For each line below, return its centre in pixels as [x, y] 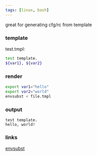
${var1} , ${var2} [24, 63]
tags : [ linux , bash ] [27, 10]
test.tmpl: [15, 49]
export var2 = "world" [27, 92]
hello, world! [20, 124]
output [14, 109]
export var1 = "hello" [27, 87]
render [14, 76]
